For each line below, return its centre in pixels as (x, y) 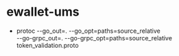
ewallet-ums (43, 12)
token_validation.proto (48, 45)
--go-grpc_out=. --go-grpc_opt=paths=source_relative (94, 38)
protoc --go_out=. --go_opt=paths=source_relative (88, 31)
